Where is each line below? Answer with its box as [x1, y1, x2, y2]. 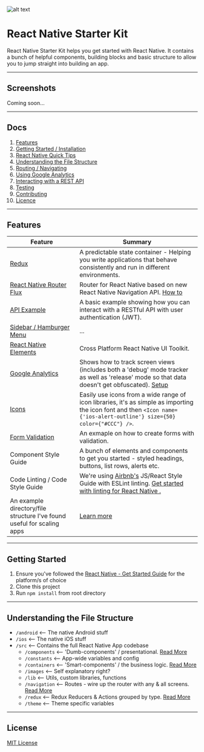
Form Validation [10, 433, 54, 441]
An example [10, 497, 44, 505]
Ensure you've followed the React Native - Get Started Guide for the [15, 570, 185, 577]
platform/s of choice [15, 577, 67, 584]
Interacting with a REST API [15, 177, 84, 184]
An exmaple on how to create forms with [79, 429, 194, 438]
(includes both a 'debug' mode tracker [79, 366, 189, 374]
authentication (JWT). [79, 313, 142, 321]
